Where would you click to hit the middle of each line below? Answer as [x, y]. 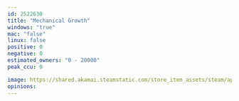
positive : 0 [25, 47]
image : [17, 80]
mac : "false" [27, 34]
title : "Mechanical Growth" [49, 21]
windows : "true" [31, 27]
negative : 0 [25, 54]
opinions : [22, 86]
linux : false [27, 41]
